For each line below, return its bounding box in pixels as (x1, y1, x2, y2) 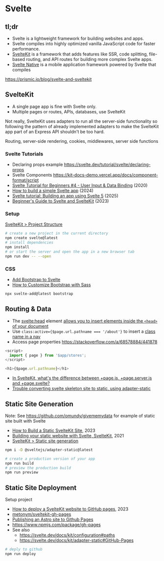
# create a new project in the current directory (5, 231, 109, 236)
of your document (12, 323, 49, 329)
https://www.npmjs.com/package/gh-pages (12, 522, 101, 528)
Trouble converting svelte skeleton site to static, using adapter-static (12, 386, 151, 392)
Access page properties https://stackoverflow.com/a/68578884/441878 (12, 339, 158, 345)
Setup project (5, 497, 33, 503)
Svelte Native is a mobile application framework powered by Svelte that (12, 62, 157, 67)
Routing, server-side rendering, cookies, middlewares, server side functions (5, 138, 159, 144)
